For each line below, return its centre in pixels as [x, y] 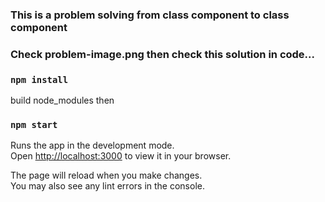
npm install [39, 79]
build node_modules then [62, 100]
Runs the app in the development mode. [92, 145]
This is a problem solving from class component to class [150, 15]
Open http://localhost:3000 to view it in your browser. [121, 156]
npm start [34, 125]
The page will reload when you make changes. [106, 175]
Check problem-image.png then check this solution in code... [162, 54]
